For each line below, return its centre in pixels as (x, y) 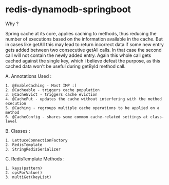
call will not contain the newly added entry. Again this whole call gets (78, 55)
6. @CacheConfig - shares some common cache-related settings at (77, 117)
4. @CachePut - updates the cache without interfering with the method (83, 99)
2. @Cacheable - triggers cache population (53, 90)
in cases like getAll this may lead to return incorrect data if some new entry (85, 44)
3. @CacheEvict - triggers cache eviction (51, 94)
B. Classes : (18, 131)
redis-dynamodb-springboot (68, 9)
